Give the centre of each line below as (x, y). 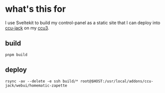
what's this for (36, 9)
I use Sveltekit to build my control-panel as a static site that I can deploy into (83, 23)
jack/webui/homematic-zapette (36, 85)
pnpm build (16, 55)
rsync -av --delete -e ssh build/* (42, 81)
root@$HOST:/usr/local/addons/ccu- (117, 81)
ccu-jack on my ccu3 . (27, 28)
